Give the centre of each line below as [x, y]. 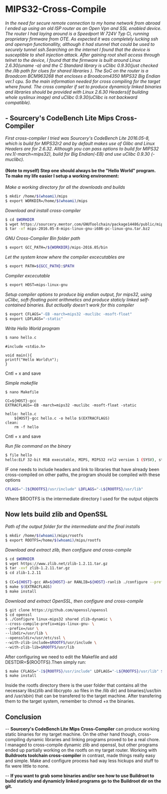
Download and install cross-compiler [43, 210]
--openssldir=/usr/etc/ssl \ [35, 638]
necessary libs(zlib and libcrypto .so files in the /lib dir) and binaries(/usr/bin [83, 691]
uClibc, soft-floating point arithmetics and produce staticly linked [72, 299]
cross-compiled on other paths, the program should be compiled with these [83, 475]
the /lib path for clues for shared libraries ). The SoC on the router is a [77, 70]
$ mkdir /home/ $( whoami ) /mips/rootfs [44, 535]
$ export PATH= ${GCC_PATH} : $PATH [40, 266]
